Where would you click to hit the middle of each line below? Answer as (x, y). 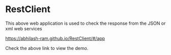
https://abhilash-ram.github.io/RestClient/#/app (55, 38)
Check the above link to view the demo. (47, 48)
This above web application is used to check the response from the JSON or (86, 23)
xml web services (24, 28)
